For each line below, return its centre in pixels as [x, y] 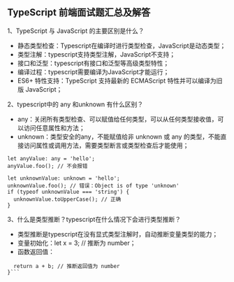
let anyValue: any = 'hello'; [51, 158]
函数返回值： [36, 251]
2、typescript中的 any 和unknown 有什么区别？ [75, 104]
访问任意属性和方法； [54, 127]
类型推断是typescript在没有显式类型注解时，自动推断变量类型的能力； [118, 234]
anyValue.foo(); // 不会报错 [47, 166]
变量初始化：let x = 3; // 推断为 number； [76, 243]
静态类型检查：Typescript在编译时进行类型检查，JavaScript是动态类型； [122, 45]
